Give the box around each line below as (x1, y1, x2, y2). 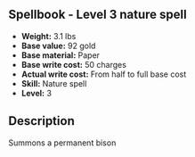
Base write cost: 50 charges (20, 59, 126, 70)
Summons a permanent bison (8, 137, 117, 148)
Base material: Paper (20, 49, 100, 61)
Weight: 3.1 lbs (20, 30, 77, 41)
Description (8, 113, 75, 128)
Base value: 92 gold (20, 40, 96, 51)
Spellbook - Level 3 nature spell (8, 7, 188, 22)
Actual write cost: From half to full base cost (20, 69, 187, 79)
